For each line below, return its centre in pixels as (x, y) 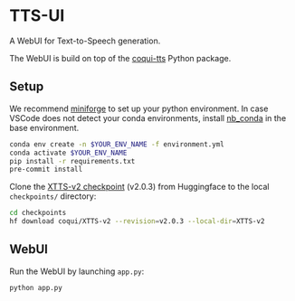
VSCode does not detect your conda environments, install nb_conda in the (148, 118)
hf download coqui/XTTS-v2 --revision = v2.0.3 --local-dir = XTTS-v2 (137, 221)
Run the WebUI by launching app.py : (77, 271)
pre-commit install (46, 169)
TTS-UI (37, 16)
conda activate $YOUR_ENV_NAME (68, 153)
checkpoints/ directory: (53, 196)
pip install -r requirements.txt (72, 161)
